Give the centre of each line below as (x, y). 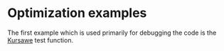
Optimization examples (77, 13)
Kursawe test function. (40, 40)
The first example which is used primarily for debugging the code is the (112, 33)
